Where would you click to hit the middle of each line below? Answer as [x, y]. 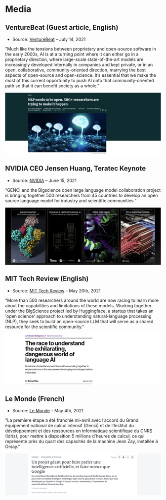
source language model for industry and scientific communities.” [71, 200]
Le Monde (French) [35, 399]
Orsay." [13, 446]
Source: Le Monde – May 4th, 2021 [48, 411]
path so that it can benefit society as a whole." [52, 86]
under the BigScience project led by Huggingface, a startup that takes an [80, 311]
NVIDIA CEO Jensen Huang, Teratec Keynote [76, 169]
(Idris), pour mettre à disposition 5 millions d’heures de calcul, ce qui [75, 436]
